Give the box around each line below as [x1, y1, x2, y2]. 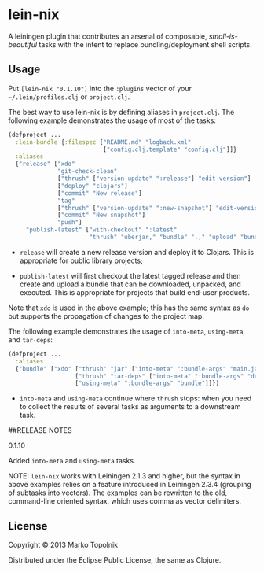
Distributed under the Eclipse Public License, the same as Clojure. [8, 555, 222, 565]
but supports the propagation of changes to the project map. [8, 311, 204, 320]
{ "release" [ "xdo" [15, 160, 76, 168]
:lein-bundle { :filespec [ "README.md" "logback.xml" [15, 138, 192, 146]
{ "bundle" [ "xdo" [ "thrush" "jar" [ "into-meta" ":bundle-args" [15, 364, 226, 373]
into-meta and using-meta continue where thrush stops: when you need [19, 393, 252, 403]
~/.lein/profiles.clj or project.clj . [8, 92, 130, 101]
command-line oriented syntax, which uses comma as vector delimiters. [8, 496, 242, 506]
